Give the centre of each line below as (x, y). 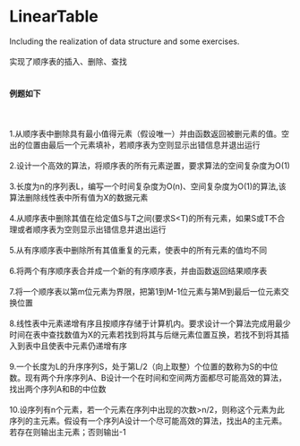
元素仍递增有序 (99, 346)
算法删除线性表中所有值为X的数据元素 (79, 198)
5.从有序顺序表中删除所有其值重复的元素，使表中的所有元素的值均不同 (138, 250)
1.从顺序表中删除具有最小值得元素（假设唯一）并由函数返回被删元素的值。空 (149, 134)
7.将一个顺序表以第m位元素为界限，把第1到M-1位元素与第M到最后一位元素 (146, 292)
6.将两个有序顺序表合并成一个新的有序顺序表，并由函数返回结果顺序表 (138, 271)
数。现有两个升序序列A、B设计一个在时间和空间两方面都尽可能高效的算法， (148, 378)
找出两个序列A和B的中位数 (58, 389)
